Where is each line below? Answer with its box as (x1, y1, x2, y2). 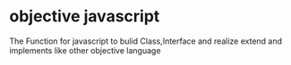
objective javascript (9, 6, 160, 27)
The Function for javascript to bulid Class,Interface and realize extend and (9, 36, 283, 46)
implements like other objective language (9, 45, 161, 55)
